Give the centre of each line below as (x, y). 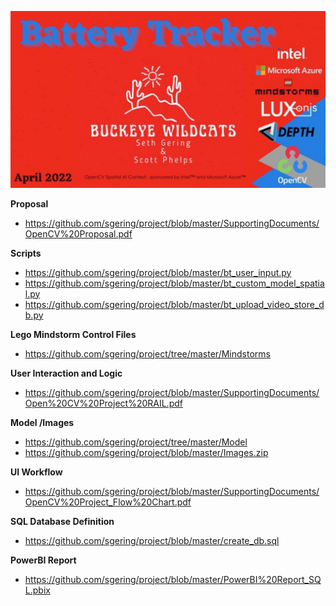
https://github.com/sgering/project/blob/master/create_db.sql (152, 540)
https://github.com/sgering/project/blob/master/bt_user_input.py (158, 272)
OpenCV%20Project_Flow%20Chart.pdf (108, 502)
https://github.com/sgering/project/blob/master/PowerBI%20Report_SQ (173, 579)
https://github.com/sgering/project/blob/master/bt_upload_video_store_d (174, 304)
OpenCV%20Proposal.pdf (78, 233)
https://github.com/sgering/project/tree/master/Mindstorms (147, 353)
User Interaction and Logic (66, 373)
